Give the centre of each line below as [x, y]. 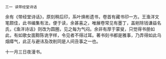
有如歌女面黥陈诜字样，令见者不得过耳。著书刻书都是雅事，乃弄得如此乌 [87, 35]
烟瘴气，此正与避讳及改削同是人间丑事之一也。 [53, 41]
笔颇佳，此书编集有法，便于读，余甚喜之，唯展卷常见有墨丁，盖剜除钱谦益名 [83, 23]
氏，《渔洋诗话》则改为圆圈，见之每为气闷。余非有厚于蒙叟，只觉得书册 [78, 29]
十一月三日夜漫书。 [25, 52]
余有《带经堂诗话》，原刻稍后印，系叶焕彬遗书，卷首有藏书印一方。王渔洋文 [82, 17]
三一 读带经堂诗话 [21, 7]
